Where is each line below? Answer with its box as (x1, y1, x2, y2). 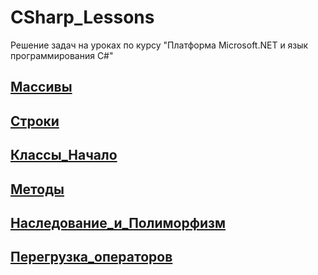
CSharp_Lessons (10, 6, 155, 29)
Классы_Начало (10, 147, 118, 164)
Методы (10, 181, 65, 198)
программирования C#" (10, 49, 114, 61)
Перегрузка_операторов (10, 249, 173, 266)
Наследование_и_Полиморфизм (10, 214, 227, 231)
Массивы (10, 79, 73, 96)
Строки (10, 112, 60, 130)
